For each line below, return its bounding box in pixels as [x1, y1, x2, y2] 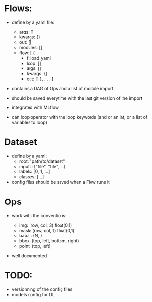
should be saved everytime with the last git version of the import [11, 95, 143, 101]
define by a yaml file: [11, 19, 55, 25]
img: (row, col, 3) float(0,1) [19, 222, 72, 228]
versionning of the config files [11, 286, 73, 292]
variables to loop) [11, 119, 48, 125]
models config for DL [11, 291, 55, 297]
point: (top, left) [19, 243, 51, 249]
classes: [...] [19, 173, 44, 180]
